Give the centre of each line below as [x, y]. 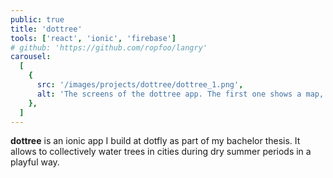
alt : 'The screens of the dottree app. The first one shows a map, [180, 94]
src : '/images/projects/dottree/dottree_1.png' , [140, 85]
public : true [37, 19]
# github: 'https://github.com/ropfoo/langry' [109, 47]
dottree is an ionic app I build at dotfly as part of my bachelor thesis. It [155, 141]
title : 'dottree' [46, 29]
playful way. [35, 162]
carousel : [31, 57]
